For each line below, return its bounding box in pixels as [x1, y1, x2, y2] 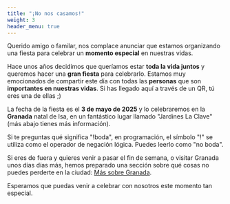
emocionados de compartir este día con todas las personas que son [7, 77, 202, 85]
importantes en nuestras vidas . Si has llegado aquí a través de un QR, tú [7, 84, 215, 93]
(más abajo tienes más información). [7, 120, 111, 128]
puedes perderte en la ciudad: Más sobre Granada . [7, 168, 152, 176]
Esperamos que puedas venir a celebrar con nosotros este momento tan [7, 182, 212, 190]
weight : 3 [7, 17, 36, 23]
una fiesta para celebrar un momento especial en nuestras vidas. [7, 49, 194, 57]
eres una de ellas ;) [7, 92, 62, 100]
